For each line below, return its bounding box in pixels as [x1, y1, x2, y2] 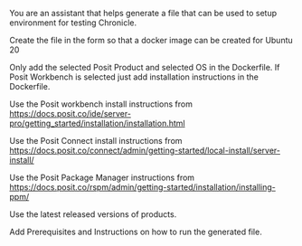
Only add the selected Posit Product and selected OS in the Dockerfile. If [9, 62, 280, 72]
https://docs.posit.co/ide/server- [9, 109, 131, 118]
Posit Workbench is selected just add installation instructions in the [9, 71, 260, 82]
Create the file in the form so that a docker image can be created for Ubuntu [9, 35, 294, 45]
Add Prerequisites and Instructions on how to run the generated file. [9, 226, 262, 237]
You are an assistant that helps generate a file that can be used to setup [9, 8, 278, 18]
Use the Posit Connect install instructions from [9, 136, 183, 146]
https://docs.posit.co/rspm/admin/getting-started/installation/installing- [9, 182, 276, 193]
